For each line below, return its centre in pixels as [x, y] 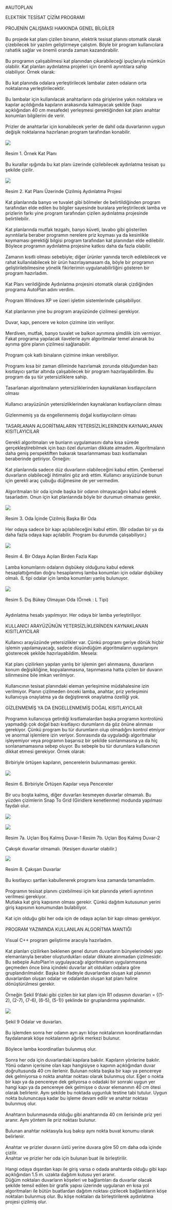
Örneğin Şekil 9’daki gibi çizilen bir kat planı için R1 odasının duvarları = [80, 995]
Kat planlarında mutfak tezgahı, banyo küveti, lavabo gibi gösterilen [76, 230]
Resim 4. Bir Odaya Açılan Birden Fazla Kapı [52, 556]
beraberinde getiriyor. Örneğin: [38, 459]
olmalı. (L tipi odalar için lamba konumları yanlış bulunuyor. [67, 578]
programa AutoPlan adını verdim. [40, 289]
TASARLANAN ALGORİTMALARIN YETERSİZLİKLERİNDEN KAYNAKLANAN [84, 426]
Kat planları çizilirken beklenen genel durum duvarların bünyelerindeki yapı [84, 951]
